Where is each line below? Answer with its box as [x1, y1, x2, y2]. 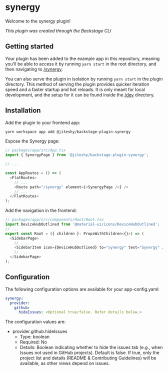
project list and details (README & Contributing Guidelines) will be [19, 355, 156, 361]
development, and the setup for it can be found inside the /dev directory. [5, 91, 155, 97]
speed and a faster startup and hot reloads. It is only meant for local [5, 86, 145, 92]
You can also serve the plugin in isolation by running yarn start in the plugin [5, 75, 163, 81]
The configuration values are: [5, 319, 66, 325]
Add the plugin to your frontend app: [5, 119, 80, 125]
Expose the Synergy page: [5, 138, 60, 144]
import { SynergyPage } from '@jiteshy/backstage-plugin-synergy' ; [5, 152, 149, 157]
